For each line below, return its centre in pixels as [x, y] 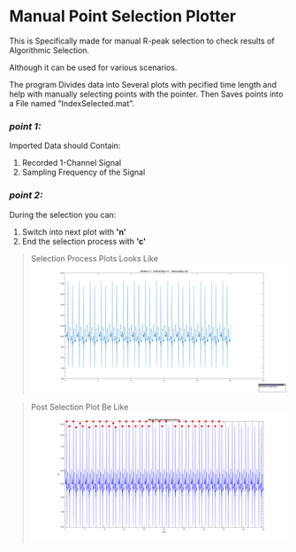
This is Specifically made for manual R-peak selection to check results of [142, 41]
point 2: [26, 195]
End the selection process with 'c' [84, 241]
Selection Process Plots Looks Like [95, 258]
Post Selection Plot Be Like [80, 407]
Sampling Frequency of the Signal [83, 172]
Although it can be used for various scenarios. [93, 67]
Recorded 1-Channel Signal [72, 163]
